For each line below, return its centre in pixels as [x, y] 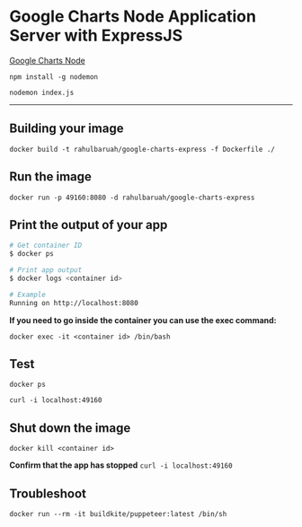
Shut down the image [70, 428]
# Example [28, 294]
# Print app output [46, 270]
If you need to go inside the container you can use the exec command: [143, 320]
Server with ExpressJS [96, 35]
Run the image [51, 177]
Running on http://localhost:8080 [74, 303]
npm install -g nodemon [54, 77]
